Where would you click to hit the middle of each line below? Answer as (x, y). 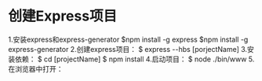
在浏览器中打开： (36, 68)
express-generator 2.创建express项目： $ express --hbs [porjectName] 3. (128, 49)
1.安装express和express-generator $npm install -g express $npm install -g (128, 39)
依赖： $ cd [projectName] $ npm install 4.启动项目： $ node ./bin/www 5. (135, 59)
